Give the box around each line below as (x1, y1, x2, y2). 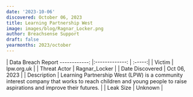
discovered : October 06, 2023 (6, 14, 83, 20)
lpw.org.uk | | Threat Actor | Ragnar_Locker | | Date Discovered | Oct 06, (6, 65, 186, 72)
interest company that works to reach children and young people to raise (6, 77, 187, 84)
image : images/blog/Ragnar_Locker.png (6, 25, 104, 32)
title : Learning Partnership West (6, 20, 93, 26)
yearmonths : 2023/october (6, 43, 71, 48)
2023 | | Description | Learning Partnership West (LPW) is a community (6, 71, 183, 78)
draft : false (6, 37, 39, 43)
